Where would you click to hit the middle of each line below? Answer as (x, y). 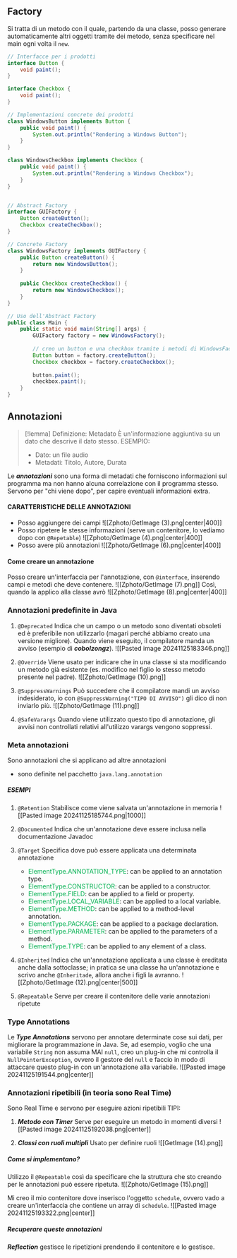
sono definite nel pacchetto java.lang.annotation (90, 774)
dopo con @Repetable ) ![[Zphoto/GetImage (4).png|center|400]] (110, 538)
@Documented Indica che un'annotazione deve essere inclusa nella (112, 829)
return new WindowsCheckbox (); (79, 291)
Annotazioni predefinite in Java (62, 611)
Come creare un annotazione (51, 561)
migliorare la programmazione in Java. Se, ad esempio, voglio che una (109, 1045)
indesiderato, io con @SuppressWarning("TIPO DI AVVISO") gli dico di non (122, 698)
